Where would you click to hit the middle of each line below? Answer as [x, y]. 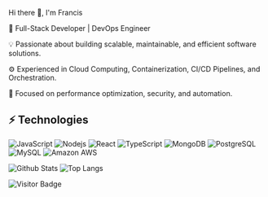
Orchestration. [33, 78]
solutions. [25, 53]
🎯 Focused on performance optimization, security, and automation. [121, 93]
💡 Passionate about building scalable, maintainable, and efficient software [132, 44]
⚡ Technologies [48, 120]
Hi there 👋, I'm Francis [46, 13]
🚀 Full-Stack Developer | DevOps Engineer [79, 28]
